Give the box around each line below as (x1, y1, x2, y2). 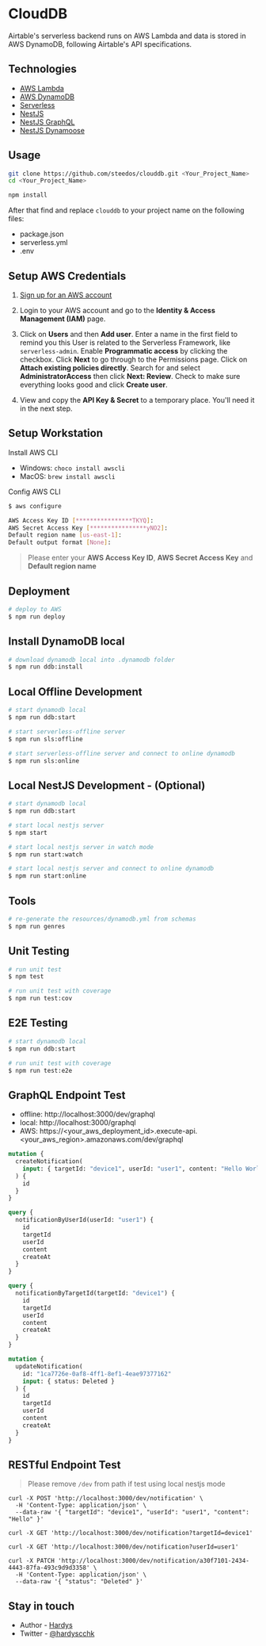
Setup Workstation (8, 427, 103, 440)
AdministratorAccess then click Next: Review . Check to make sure (19, 372, 241, 381)
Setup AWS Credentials (8, 269, 127, 282)
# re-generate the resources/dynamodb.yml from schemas (8, 915, 196, 923)
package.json (19, 229, 65, 239)
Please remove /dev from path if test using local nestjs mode (27, 1479, 226, 1489)
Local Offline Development (8, 685, 142, 699)
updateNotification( (15, 1362, 83, 1370)
